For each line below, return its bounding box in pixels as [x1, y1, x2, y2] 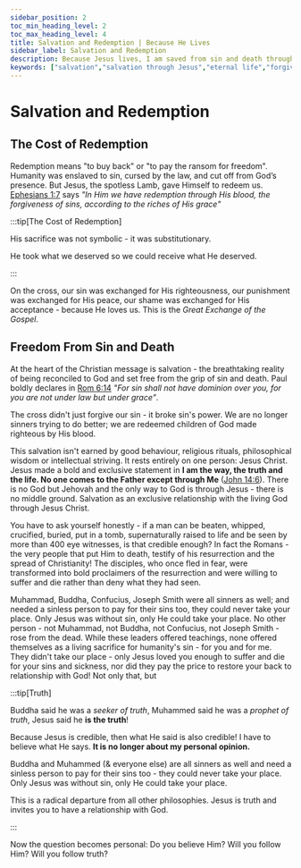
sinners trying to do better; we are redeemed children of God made [10, 418, 257, 429]
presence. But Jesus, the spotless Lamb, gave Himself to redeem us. [10, 180, 263, 190]
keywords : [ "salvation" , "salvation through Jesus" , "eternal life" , [10, 63, 267, 72]
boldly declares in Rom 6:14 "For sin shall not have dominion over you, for [10, 382, 282, 393]
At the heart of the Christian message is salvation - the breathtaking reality [10, 363, 285, 374]
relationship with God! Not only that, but [10, 670, 157, 680]
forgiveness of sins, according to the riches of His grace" [10, 198, 222, 209]
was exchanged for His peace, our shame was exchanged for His [10, 294, 250, 305]
